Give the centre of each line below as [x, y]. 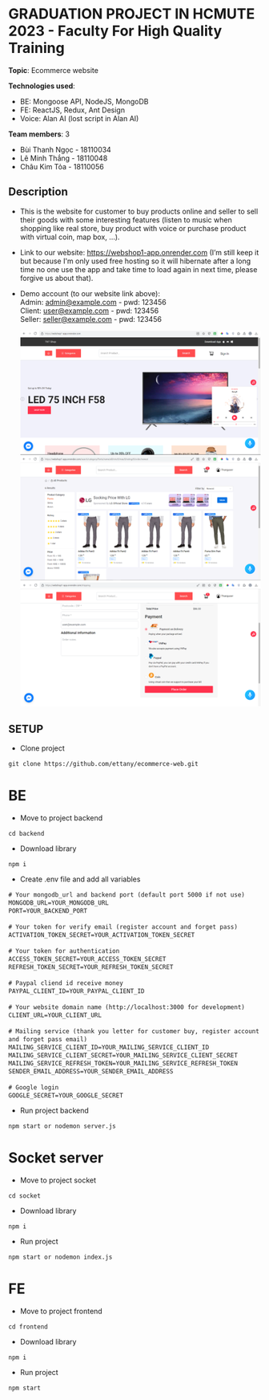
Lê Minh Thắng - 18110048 [64, 158]
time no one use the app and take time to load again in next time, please [139, 269]
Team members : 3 [39, 134]
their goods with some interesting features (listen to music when [126, 220]
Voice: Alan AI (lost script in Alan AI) [79, 118]
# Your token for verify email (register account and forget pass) [123, 927]
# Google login [34, 1088]
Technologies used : [42, 86]
